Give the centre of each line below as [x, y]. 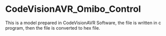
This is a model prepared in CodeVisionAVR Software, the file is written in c [83, 23]
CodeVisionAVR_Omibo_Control [73, 9]
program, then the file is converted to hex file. [53, 28]
